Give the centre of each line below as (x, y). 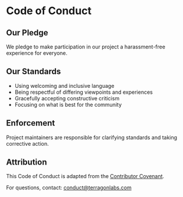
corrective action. (27, 143)
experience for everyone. (37, 53)
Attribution (27, 162)
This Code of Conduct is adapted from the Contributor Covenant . (85, 176)
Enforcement (30, 123)
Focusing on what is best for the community (68, 104)
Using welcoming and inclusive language (64, 86)
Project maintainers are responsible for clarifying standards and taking (92, 137)
